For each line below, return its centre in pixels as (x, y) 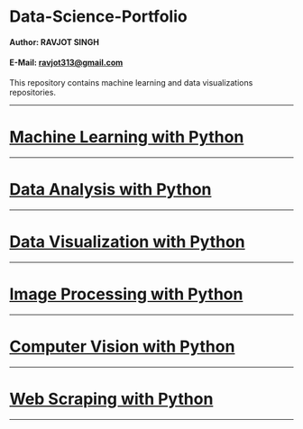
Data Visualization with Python (127, 242)
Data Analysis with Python (110, 190)
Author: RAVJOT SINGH (54, 41)
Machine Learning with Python (127, 137)
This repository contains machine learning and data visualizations (131, 82)
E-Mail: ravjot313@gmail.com (66, 63)
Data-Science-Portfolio (98, 17)
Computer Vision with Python (122, 347)
